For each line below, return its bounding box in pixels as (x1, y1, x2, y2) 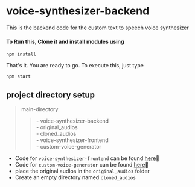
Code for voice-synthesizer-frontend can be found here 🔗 (14, 155, 160, 162)
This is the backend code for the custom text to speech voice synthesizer (6, 24, 189, 31)
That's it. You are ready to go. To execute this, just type (6, 62, 144, 69)
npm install (6, 51, 36, 58)
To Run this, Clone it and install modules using (6, 38, 125, 45)
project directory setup (6, 90, 95, 100)
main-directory (21, 105, 59, 112)
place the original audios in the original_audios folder (14, 167, 150, 174)
